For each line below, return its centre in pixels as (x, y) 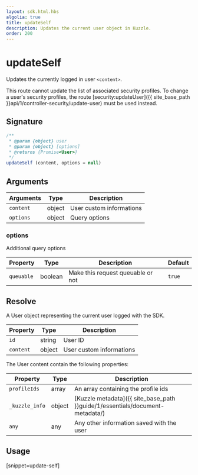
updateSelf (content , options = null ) (54, 163)
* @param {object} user (38, 141)
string (48, 340)
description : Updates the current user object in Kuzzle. (79, 28)
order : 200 (19, 34)
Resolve (21, 301)
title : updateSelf (29, 22)
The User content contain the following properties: (67, 364)
